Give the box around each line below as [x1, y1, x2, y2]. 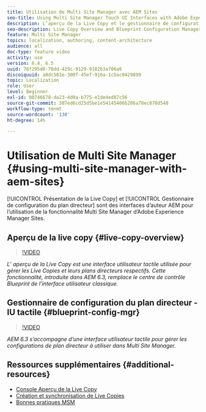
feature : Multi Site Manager [7, 32, 81, 38]
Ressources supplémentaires [7, 359, 121, 370]
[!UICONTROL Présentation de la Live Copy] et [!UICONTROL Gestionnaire [7, 195, 194, 203]
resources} [7, 369, 51, 380]
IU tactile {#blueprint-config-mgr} [7, 307, 140, 318]
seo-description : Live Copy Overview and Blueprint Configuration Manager [7, 26, 202, 32]
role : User [7, 83, 35, 89]
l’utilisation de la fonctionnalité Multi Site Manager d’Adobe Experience [7, 208, 184, 215]
